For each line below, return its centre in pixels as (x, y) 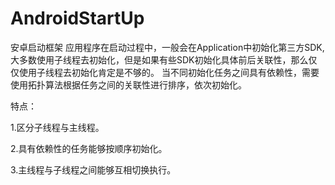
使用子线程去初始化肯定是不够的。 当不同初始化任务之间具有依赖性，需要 (169, 72)
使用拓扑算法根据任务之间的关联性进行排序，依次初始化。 (128, 84)
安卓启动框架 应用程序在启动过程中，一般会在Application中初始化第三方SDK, (167, 47)
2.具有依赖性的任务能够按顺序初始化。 (89, 148)
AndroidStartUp (77, 18)
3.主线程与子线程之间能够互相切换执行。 (93, 169)
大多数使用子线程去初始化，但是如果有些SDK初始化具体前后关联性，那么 (159, 59)
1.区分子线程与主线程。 (57, 127)
